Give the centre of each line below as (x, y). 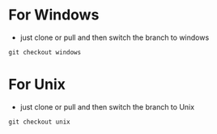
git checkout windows (45, 52)
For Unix (37, 85)
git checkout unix (39, 122)
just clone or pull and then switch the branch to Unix (107, 106)
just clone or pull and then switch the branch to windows (115, 37)
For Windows (54, 15)
